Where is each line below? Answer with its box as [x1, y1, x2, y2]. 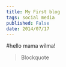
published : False [6, 20, 50, 26]
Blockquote [20, 54, 49, 61]
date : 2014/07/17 [6, 25, 50, 32]
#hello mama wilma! [6, 42, 56, 49]
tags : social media [6, 14, 55, 21]
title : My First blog [6, 8, 61, 15]
